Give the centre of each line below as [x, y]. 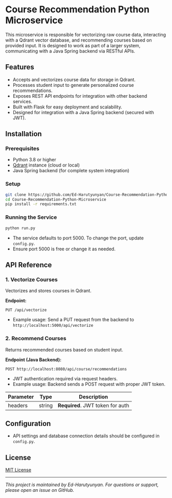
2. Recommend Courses [36, 339]
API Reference [29, 265]
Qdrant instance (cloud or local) [46, 165]
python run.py [20, 228]
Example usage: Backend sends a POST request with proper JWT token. [89, 384]
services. [22, 101]
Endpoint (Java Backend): [33, 359]
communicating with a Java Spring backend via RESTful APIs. [70, 51]
